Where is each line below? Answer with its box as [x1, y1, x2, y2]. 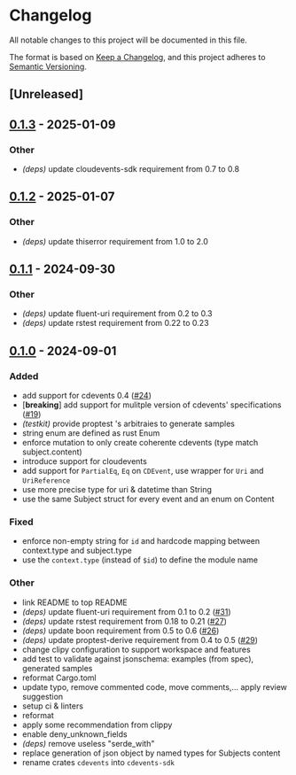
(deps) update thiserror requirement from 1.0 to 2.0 [21, 236, 208, 246]
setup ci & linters [21, 701, 84, 711]
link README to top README [21, 597, 129, 608]
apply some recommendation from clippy [21, 719, 173, 730]
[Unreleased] [9, 87, 84, 102]
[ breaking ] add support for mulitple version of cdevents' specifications [21, 399, 282, 410]
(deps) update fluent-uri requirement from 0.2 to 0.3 [21, 308, 213, 319]
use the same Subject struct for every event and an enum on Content [21, 493, 275, 505]
